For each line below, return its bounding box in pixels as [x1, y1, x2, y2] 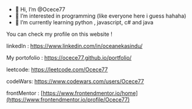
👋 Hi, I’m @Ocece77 [15, 6, 66, 13]
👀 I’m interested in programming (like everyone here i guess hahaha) [15, 12, 187, 19]
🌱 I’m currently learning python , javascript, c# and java [15, 19, 154, 26]
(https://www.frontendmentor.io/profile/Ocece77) [6, 96, 130, 103]
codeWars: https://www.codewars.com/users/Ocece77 [6, 78, 145, 85]
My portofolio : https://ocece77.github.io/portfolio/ [6, 54, 132, 61]
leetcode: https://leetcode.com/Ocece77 [6, 66, 108, 73]
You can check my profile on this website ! [6, 30, 112, 38]
